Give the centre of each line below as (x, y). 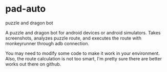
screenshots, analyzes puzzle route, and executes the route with (74, 38)
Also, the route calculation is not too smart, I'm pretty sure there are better (84, 58)
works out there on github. (33, 64)
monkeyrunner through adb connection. (47, 43)
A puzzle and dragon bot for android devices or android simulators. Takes (83, 32)
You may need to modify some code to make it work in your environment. (83, 53)
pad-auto (26, 9)
